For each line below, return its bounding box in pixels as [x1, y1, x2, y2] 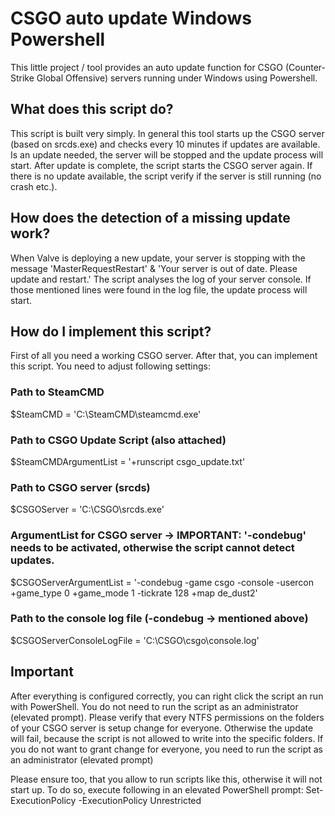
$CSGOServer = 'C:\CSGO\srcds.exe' [10, 503, 165, 516]
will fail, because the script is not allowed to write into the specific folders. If [10, 732, 324, 744]
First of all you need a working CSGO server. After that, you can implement [10, 350, 318, 362]
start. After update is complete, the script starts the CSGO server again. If [10, 159, 313, 171]
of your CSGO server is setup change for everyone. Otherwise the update [10, 722, 314, 734]
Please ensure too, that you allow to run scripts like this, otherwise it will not [10, 773, 323, 785]
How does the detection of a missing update [10, 210, 291, 227]
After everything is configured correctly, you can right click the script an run [10, 690, 324, 702]
